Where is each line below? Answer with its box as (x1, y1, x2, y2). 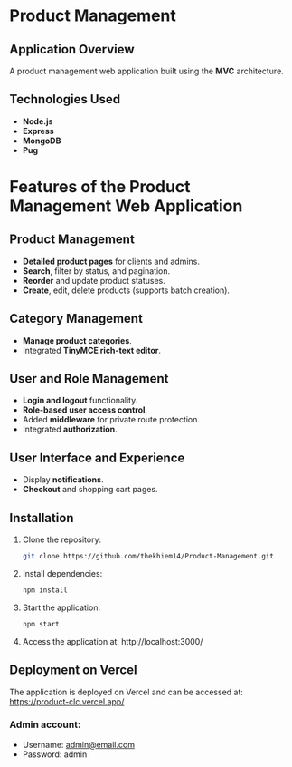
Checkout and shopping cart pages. (22, 484, 158, 495)
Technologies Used (9, 92, 120, 107)
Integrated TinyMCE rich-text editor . (22, 345, 161, 355)
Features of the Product (9, 177, 192, 197)
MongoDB (22, 135, 61, 146)
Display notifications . (22, 474, 104, 485)
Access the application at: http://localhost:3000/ (22, 636, 203, 646)
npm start (22, 619, 61, 628)
